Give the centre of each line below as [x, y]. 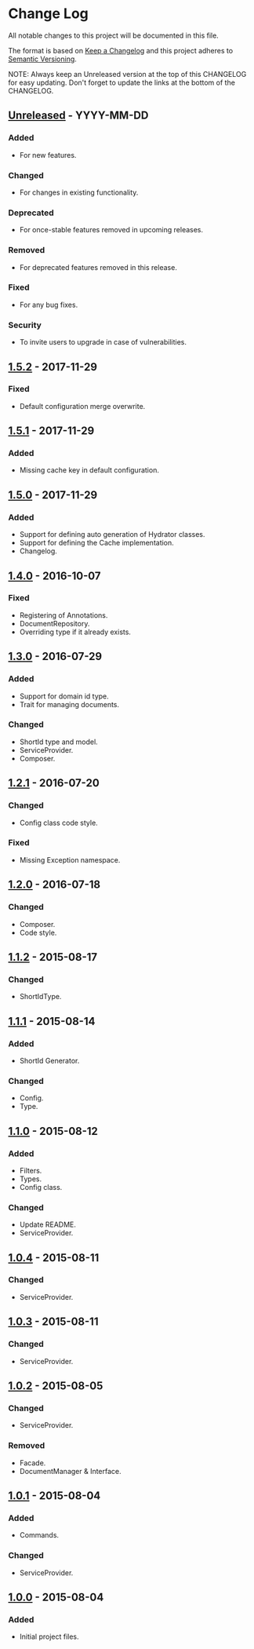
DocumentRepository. [54, 623]
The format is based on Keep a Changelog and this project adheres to [121, 50]
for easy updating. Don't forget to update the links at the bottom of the [122, 82]
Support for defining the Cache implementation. [96, 543]
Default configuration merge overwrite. [82, 406]
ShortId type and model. [58, 742]
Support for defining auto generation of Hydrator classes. [112, 534]
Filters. [31, 1170]
